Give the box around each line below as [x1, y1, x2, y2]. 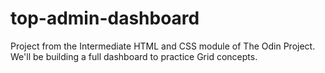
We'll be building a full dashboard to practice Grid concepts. [10, 50, 258, 62]
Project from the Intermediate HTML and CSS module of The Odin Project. [10, 40, 316, 52]
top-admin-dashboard [10, 7, 200, 30]
